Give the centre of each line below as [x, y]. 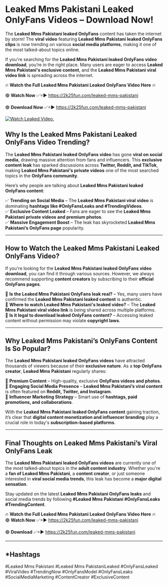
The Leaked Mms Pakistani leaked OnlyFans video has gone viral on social [84, 154]
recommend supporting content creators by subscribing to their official [79, 279]
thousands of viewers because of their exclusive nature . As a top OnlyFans [83, 366]
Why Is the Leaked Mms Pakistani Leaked [71, 134]
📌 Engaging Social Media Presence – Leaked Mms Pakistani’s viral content [84, 386]
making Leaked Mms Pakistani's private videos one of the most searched [82, 170]
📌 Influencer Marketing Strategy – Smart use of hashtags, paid [71, 397]
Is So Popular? [28, 349]
